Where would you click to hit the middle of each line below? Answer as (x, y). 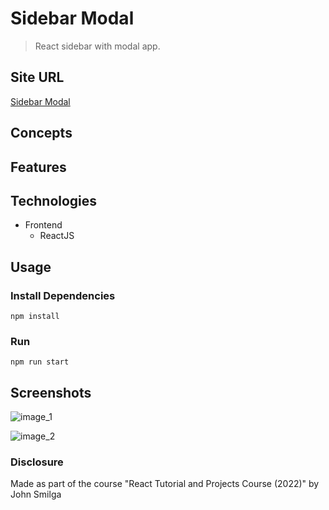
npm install (35, 317)
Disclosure (37, 462)
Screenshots (51, 392)
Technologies (54, 200)
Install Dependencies (63, 295)
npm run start (40, 362)
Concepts (41, 133)
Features (38, 167)
